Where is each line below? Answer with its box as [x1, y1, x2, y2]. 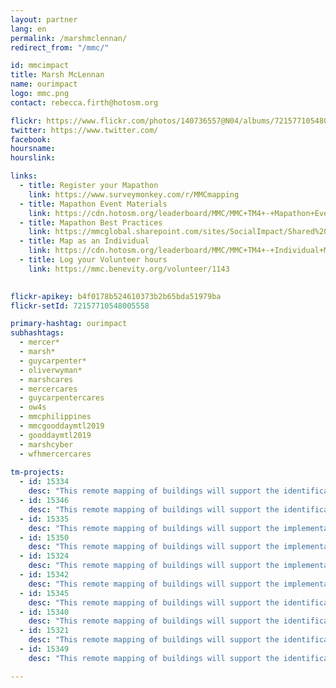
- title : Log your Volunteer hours [19, 255, 168, 265]
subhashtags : [10, 328, 65, 338]
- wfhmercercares [19, 449, 92, 459]
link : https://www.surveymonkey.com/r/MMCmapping [28, 189, 240, 200]
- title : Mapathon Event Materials [19, 199, 168, 209]
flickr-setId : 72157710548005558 [10, 301, 150, 311]
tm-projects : [10, 467, 65, 478]
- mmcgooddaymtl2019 [19, 421, 105, 431]
